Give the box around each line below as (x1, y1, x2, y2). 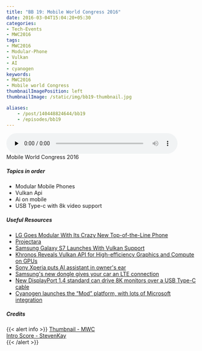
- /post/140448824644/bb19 (17, 110, 86, 116)
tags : (6, 37, 20, 43)
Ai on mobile (15, 196, 47, 203)
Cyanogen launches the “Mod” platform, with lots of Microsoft (15, 290, 171, 297)
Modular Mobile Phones (15, 183, 75, 190)
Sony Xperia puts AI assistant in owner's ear (15, 264, 127, 271)
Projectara (15, 238, 41, 246)
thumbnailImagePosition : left (6, 88, 83, 94)
